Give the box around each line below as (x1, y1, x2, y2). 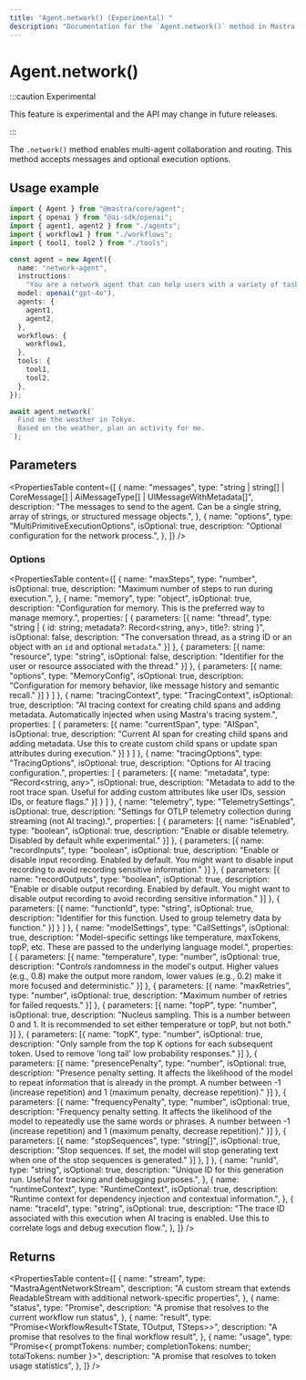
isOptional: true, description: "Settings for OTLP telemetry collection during (9, 806, 291, 817)
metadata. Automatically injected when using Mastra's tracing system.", (9, 709, 278, 720)
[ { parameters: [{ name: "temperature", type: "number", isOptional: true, (9, 952, 280, 963)
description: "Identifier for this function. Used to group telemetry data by (9, 912, 282, 923)
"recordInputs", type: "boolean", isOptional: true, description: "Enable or (9, 845, 280, 856)
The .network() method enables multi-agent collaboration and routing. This (9, 144, 292, 155)
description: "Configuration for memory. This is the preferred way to (9, 602, 266, 613)
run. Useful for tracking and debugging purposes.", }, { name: (9, 1174, 240, 1185)
